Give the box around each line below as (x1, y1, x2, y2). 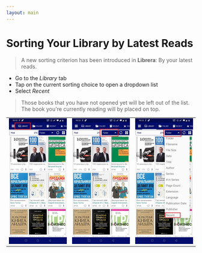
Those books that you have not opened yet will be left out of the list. (20, 99, 190, 106)
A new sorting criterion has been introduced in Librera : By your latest (20, 56, 193, 63)
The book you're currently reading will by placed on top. (20, 105, 161, 113)
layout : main (6, 10, 39, 16)
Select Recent (14, 87, 50, 95)
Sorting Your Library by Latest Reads (6, 36, 194, 50)
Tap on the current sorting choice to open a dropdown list (14, 81, 158, 88)
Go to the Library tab (14, 74, 67, 81)
